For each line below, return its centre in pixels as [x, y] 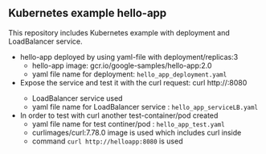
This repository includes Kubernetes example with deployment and [119, 32]
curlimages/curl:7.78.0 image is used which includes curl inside [137, 132]
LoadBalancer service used [77, 98]
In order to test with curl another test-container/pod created [119, 115]
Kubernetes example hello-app [88, 13]
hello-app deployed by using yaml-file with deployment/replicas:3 [129, 56]
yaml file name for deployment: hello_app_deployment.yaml [129, 74]
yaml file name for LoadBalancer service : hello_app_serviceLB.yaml [145, 106]
